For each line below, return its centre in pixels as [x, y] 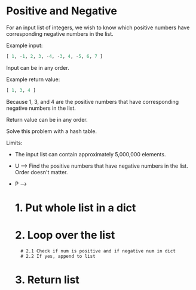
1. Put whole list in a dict [75, 208]
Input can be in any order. [38, 67]
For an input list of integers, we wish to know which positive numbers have [98, 27]
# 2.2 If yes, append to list [58, 256]
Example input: [24, 45]
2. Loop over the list [65, 235]
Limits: [14, 143]
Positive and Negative [62, 11]
